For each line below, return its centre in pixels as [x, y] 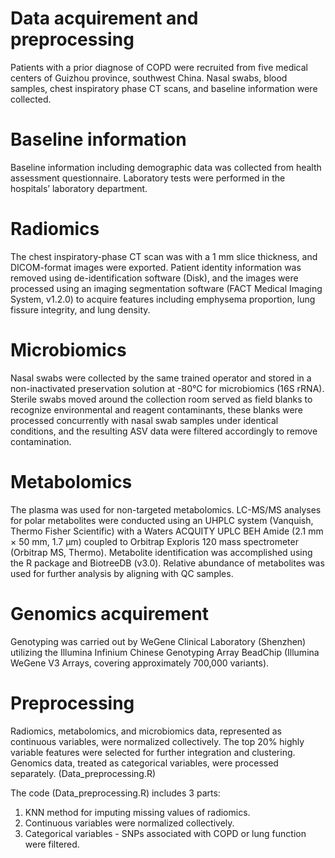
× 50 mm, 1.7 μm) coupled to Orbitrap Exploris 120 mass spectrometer [154, 541]
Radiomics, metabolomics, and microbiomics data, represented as [146, 731]
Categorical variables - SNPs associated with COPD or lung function [165, 833]
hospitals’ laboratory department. [79, 188]
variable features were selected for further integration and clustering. [153, 752]
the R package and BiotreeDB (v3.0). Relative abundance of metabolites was [167, 563]
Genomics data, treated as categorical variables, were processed [144, 763]
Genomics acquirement [109, 613]
